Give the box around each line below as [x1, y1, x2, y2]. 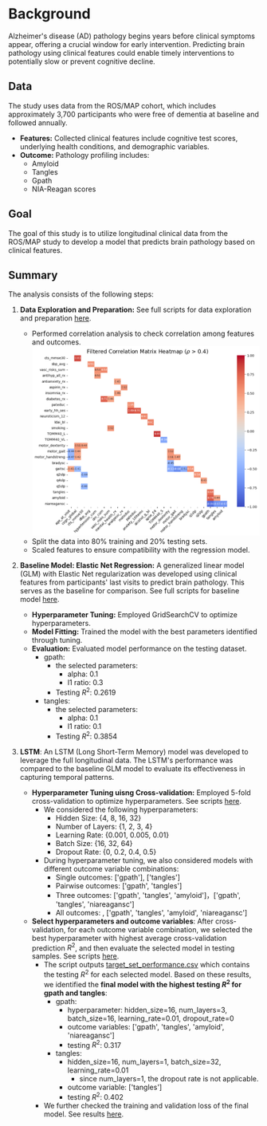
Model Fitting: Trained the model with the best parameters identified [31, 627, 257, 636]
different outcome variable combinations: [43, 864, 179, 873]
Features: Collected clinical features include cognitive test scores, [19, 133, 238, 143]
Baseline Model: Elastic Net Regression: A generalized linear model [19, 561, 245, 570]
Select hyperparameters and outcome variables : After [31, 916, 214, 926]
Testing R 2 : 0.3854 [55, 730, 118, 741]
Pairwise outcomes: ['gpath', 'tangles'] [55, 880, 183, 890]
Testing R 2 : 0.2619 [55, 687, 116, 697]
